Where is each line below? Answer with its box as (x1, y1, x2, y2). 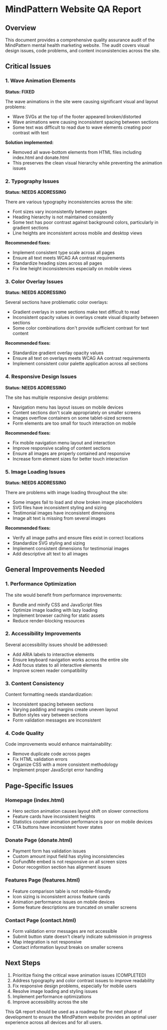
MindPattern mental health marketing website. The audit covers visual (5, 42, 149, 48)
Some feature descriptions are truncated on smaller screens (12, 904, 137, 910)
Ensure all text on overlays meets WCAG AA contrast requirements (12, 355, 150, 361)
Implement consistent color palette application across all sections (12, 361, 148, 367)
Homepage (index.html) (5, 797, 65, 804)
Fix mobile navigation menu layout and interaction (12, 439, 115, 446)
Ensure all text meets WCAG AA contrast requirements (12, 255, 125, 261)
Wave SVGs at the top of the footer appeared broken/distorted (12, 113, 141, 119)
